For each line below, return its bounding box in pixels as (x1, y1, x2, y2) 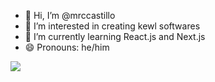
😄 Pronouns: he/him (24, 41, 110, 53)
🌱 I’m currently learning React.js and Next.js (24, 31, 206, 42)
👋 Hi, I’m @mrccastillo (24, 10, 116, 21)
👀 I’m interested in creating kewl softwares (24, 20, 201, 32)
